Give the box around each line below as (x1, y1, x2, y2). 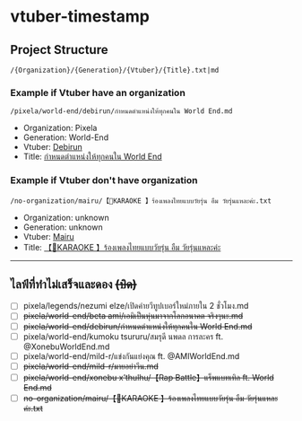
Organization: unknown (22, 212, 110, 223)
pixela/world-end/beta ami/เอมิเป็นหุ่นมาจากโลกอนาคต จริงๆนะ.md (22, 311, 244, 321)
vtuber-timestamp (10, 6, 151, 27)
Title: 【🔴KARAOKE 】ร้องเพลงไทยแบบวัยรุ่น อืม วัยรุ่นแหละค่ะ (22, 241, 221, 252)
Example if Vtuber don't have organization (10, 174, 198, 187)
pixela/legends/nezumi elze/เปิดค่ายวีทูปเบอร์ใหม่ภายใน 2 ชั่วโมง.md (22, 301, 249, 311)
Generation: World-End (22, 132, 109, 143)
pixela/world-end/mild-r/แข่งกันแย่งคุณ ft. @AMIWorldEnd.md (22, 350, 240, 361)
